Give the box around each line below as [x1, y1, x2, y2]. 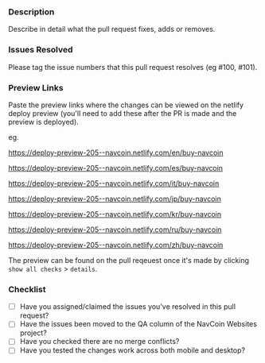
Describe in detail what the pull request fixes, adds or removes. [8, 25, 216, 34]
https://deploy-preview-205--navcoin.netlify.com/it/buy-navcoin [8, 178, 220, 188]
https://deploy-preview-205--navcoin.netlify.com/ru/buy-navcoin [8, 225, 222, 234]
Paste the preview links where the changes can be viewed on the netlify [8, 100, 244, 110]
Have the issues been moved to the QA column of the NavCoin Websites [19, 319, 257, 329]
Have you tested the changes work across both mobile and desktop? [19, 346, 245, 355]
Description [8, 6, 55, 17]
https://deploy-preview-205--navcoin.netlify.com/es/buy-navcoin [8, 163, 224, 172]
